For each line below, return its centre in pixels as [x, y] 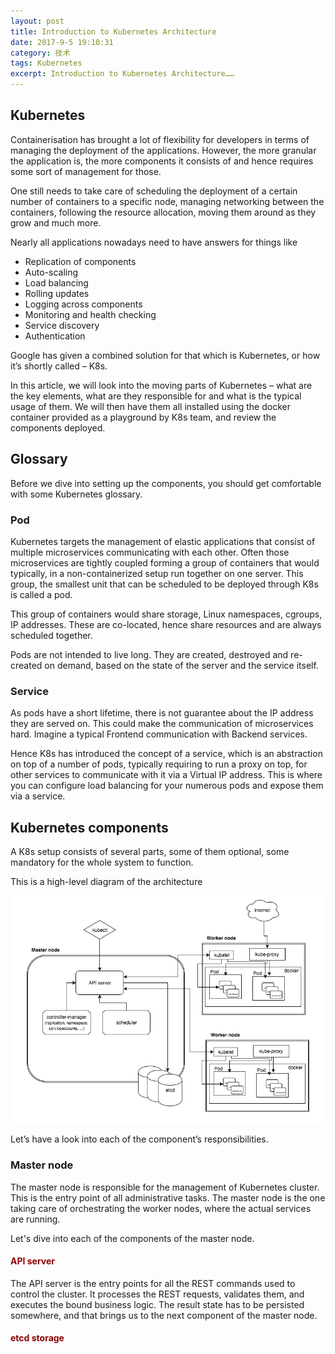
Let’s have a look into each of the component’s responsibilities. [139, 1139]
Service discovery [62, 325]
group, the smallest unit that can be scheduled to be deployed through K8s [164, 584]
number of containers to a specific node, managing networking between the [167, 201]
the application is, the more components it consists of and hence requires [162, 161]
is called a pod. [41, 594]
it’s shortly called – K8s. [59, 366]
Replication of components [80, 261]
